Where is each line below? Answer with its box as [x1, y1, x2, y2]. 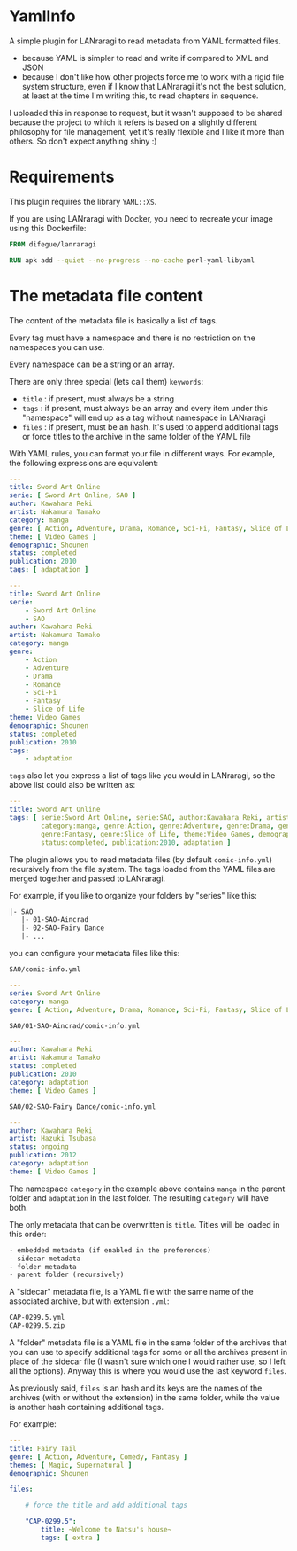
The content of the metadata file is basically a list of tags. [9, 315, 218, 325]
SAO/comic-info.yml [9, 965, 81, 974]
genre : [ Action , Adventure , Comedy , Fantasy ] [9, 1452, 188, 1461]
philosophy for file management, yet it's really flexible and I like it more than [9, 126, 285, 136]
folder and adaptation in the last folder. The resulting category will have [9, 1192, 270, 1203]
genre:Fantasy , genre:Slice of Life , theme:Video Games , [41, 830, 255, 838]
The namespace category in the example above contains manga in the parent [9, 1183, 286, 1194]
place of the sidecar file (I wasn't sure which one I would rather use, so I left [9, 1356, 286, 1367]
